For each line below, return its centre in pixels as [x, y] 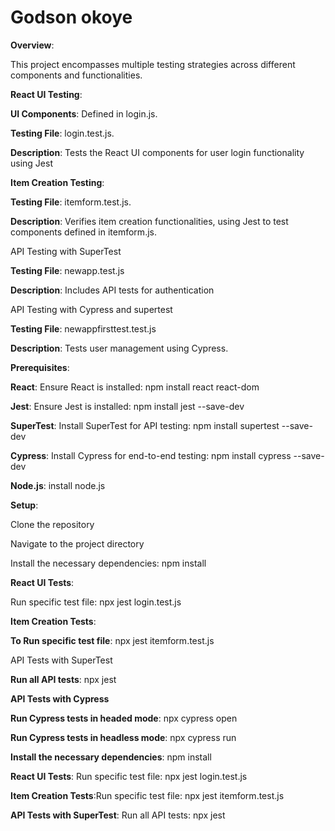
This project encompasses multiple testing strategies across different [153, 64]
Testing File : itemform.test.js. [71, 202]
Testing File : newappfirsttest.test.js [83, 328]
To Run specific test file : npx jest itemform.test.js [112, 640]
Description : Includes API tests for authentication [112, 290]
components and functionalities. [76, 75]
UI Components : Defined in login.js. [84, 113]
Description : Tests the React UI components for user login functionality [157, 152]
